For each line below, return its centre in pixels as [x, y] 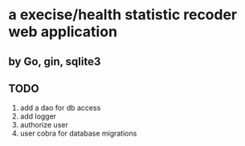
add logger [38, 116]
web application [63, 32]
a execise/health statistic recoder [123, 15]
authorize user [44, 125]
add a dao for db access [60, 108]
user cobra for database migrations [78, 133]
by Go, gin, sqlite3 [55, 61]
